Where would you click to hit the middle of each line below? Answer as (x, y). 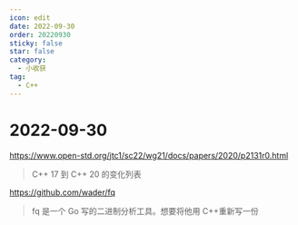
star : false (32, 52)
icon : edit (30, 18)
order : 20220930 (40, 34)
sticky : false (36, 43)
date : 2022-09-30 (42, 26)
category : (28, 60)
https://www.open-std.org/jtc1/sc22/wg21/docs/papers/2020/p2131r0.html (149, 155)
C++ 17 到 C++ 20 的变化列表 (86, 174)
